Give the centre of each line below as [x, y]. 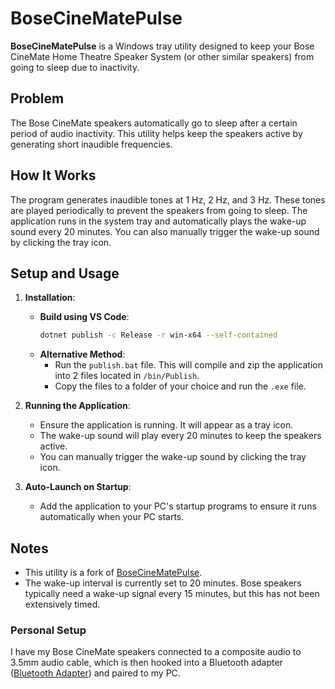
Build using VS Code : [84, 317]
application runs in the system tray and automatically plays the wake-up [158, 221]
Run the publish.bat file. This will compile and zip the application [189, 365]
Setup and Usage [65, 273]
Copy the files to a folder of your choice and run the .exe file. [180, 386]
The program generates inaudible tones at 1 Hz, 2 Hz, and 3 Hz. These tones [168, 199]
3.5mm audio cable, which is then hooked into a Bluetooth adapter [146, 663]
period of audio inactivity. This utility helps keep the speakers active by [156, 133]
